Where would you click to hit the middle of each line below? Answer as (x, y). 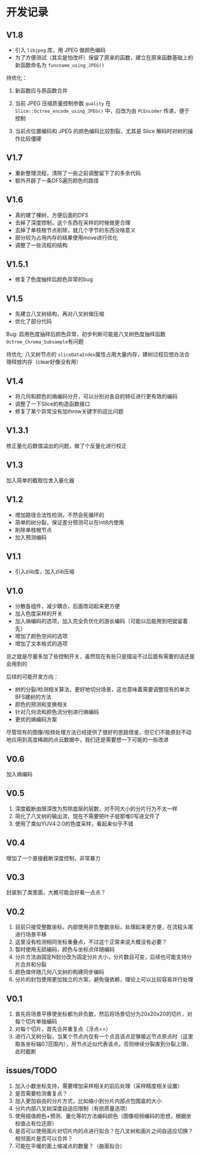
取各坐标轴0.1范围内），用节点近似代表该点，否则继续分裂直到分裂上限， (103, 1044)
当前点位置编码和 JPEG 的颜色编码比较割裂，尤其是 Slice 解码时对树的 (101, 131)
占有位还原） (41, 1123)
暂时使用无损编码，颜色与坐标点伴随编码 (65, 950)
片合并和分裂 (31, 965)
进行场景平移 (31, 935)
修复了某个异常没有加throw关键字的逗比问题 (69, 411)
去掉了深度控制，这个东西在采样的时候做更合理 (72, 222)
